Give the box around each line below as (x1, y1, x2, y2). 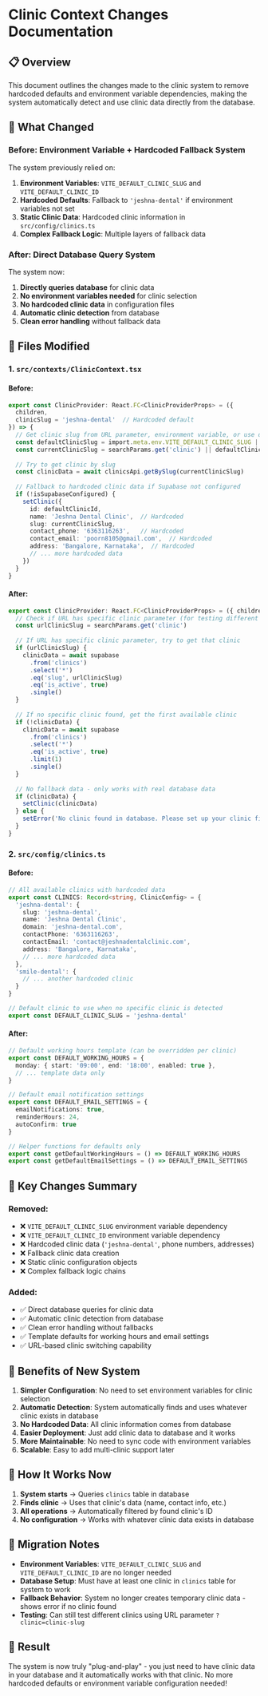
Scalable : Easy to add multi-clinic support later (19, 1445, 175, 1455)
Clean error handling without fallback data (19, 316, 161, 326)
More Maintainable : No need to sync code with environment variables (19, 1436, 251, 1446)
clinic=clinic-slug (19, 1619, 85, 1627)
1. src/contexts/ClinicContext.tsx (8, 363, 142, 374)
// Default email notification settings (8, 1091, 145, 1099)
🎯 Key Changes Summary (8, 1179, 138, 1193)
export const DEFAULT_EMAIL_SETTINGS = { (8, 1098, 148, 1107)
